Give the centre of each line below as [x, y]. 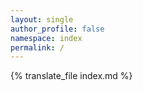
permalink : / [37, 47]
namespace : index [46, 38]
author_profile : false [57, 29]
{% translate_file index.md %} [71, 76]
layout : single [42, 19]
